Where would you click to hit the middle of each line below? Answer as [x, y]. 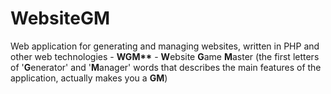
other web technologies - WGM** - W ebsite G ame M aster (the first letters [165, 56]
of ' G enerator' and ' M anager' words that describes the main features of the [166, 67]
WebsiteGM [60, 18]
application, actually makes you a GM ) [89, 78]
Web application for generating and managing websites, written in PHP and [165, 46]
